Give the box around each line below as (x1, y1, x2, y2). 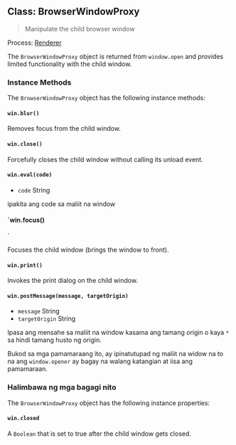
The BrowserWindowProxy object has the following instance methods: (7, 94, 206, 102)
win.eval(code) (7, 171, 53, 178)
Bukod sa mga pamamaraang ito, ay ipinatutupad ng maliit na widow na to (7, 350, 224, 358)
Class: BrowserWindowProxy (7, 6, 140, 18)
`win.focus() (7, 216, 45, 225)
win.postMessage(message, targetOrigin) (7, 292, 129, 299)
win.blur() (7, 109, 40, 117)
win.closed (7, 415, 40, 422)
